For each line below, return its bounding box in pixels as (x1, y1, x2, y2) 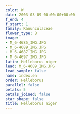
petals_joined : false (5, 92, 51, 97)
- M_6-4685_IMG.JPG (5, 40, 46, 45)
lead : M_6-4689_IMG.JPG (5, 64, 55, 69)
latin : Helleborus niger (5, 59, 57, 64)
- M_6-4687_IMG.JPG (5, 49, 46, 54)
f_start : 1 (5, 21, 28, 27)
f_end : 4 (5, 17, 24, 22)
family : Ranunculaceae (5, 26, 53, 31)
